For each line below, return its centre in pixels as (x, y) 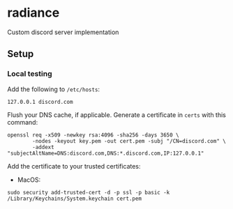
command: (23, 122)
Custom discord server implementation (63, 32)
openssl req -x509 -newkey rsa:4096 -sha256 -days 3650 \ (93, 135)
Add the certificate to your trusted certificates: (74, 166)
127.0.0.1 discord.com (40, 102)
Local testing (30, 74)
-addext (43, 147)
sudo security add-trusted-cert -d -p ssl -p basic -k (89, 192)
